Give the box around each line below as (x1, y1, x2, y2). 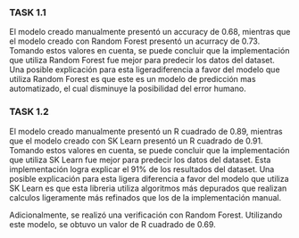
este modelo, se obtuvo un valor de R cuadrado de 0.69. (9, 218, 216, 229)
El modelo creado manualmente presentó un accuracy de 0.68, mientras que (9, 27, 291, 37)
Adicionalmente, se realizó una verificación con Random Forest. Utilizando (9, 209, 283, 220)
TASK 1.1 (9, 6, 46, 19)
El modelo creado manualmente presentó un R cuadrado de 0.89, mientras (9, 126, 283, 136)
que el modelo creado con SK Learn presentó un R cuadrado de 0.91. (9, 135, 263, 146)
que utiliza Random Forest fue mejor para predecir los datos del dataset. (9, 55, 275, 66)
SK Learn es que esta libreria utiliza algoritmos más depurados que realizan (9, 183, 287, 193)
